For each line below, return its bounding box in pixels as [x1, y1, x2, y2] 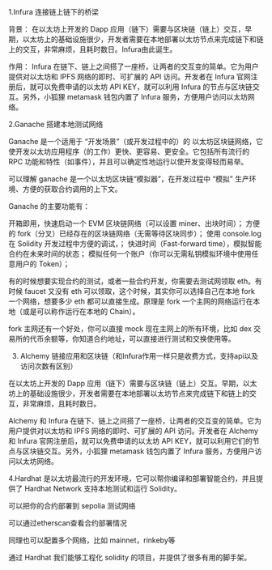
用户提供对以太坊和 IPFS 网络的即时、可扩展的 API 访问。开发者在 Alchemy [8, 426, 259, 436]
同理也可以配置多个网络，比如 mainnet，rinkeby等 [8, 535, 176, 545]
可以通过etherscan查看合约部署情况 [8, 518, 128, 528]
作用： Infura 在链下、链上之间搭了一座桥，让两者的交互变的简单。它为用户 [8, 62, 259, 71]
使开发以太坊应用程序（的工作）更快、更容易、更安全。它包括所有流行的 [8, 147, 249, 156]
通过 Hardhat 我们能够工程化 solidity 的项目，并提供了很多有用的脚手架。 [8, 553, 252, 562]
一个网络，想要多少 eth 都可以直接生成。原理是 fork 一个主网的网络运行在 [8, 296, 253, 306]
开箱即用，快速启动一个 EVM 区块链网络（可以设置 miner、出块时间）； [8, 219, 244, 228]
